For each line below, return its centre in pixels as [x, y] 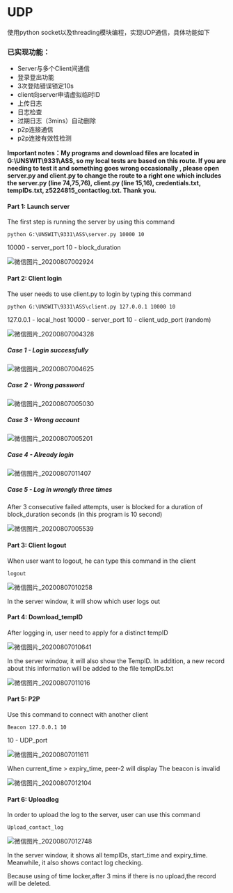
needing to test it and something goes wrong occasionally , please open [113, 169]
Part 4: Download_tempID [45, 617]
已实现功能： [29, 52]
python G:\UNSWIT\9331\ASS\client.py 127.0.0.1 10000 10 [91, 306]
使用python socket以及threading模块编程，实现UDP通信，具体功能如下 [109, 32]
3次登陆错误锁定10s [46, 86]
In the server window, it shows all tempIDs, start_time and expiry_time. [107, 855]
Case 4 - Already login [41, 455]
